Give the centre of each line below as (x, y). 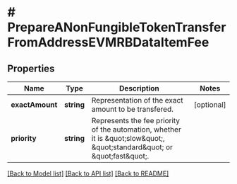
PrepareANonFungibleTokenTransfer (117, 27)
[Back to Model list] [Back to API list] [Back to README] (88, 173)
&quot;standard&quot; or (132, 147)
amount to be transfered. (133, 109)
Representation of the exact (137, 100)
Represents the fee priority (136, 121)
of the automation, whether (136, 130)
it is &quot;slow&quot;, (128, 138)
